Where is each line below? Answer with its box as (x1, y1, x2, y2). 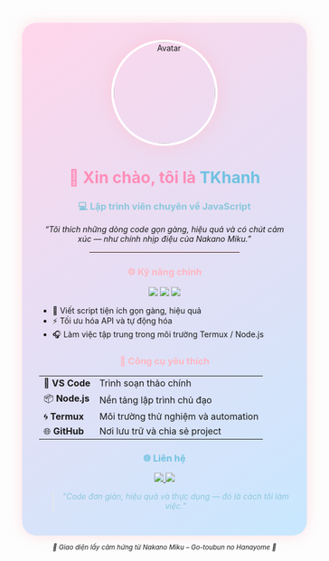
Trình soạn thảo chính (99, 377, 192, 389)
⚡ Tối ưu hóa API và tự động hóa (52, 315, 173, 326)
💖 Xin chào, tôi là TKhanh (68, 167, 261, 188)
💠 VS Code (43, 377, 91, 389)
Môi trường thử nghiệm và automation (99, 410, 259, 423)
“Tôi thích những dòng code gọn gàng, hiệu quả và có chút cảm (44, 224, 285, 235)
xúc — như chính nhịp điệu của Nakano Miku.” (77, 234, 252, 245)
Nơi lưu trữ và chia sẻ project (99, 425, 222, 437)
